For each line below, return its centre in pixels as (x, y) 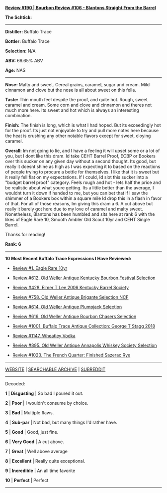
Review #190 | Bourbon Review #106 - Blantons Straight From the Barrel (81, 8)
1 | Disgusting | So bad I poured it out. (44, 393)
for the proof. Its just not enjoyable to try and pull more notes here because (82, 130)
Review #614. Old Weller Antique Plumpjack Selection (67, 307)
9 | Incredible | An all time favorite (40, 471)
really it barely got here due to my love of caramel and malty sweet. (74, 209)
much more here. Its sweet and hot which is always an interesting (72, 110)
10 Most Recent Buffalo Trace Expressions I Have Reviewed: (68, 258)
